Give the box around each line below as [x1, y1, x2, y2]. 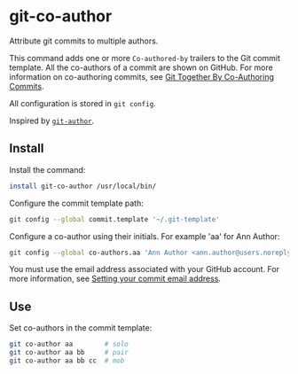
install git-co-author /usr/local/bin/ [9, 182, 157, 191]
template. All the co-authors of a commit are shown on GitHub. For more [9, 62, 273, 73]
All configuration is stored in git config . [9, 97, 157, 108]
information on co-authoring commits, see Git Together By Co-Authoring [9, 71, 275, 82]
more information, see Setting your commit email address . [9, 273, 222, 284]
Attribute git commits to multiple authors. [9, 35, 159, 46]
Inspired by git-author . [9, 115, 95, 126]
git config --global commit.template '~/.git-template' [9, 214, 220, 223]
